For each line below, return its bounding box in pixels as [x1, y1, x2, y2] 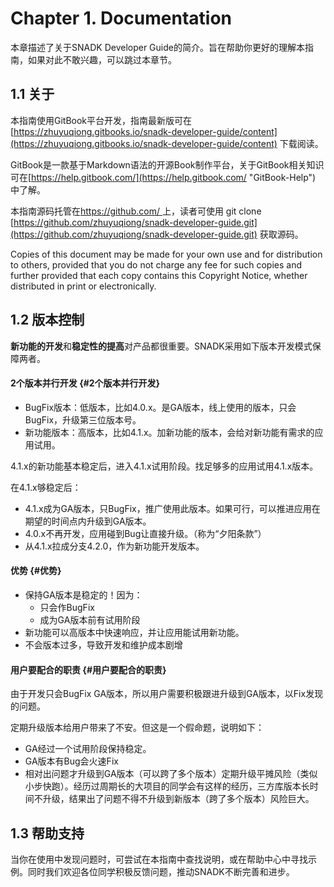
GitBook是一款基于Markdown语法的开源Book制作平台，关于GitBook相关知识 [10, 158, 325, 171]
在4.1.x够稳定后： [10, 481, 82, 493]
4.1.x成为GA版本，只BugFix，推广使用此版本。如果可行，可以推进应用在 [24, 502, 321, 514]
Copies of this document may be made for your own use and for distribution [10, 248, 323, 260]
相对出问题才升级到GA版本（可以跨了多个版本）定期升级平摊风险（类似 [24, 768, 318, 780]
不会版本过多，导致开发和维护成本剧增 [24, 638, 183, 651]
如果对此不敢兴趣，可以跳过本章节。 [27, 53, 177, 66]
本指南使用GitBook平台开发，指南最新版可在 [10, 114, 193, 126]
